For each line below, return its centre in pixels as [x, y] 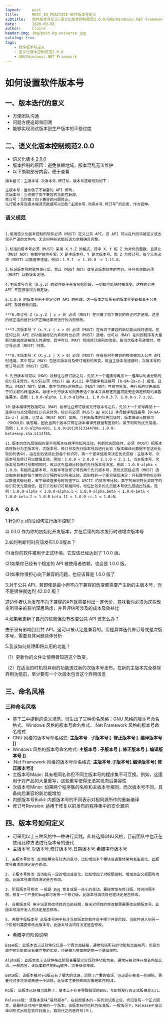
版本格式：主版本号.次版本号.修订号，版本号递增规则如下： [58, 181]
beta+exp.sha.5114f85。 [29, 433]
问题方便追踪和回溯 [32, 122]
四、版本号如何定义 [35, 823]
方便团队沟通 [25, 116]
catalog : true [20, 38]
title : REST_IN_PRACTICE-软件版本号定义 [51, 15]
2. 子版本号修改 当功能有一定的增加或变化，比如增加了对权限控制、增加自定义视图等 [80, 874]
